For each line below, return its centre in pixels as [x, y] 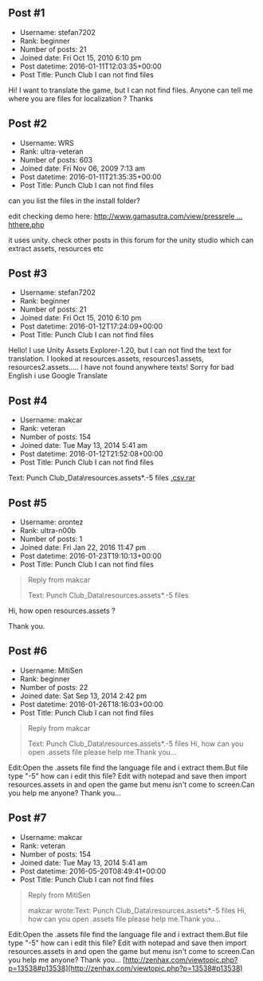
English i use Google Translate [58, 376]
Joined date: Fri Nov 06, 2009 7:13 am [82, 168]
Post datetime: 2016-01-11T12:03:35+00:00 [90, 66]
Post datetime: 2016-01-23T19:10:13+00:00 [90, 556]
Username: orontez [51, 522]
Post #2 [28, 124]
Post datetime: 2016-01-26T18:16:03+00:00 [91, 704]
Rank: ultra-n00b [48, 531]
